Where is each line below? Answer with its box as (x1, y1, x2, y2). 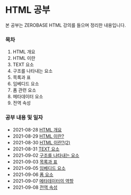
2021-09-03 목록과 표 (12, 159, 58, 165)
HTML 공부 (5, 4, 50, 16)
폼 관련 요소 (12, 87, 37, 93)
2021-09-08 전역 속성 (12, 184, 58, 190)
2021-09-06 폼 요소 (12, 171, 54, 178)
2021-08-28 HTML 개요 (12, 126, 62, 133)
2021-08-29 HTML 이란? (12, 133, 64, 139)
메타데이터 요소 (12, 94, 43, 100)
